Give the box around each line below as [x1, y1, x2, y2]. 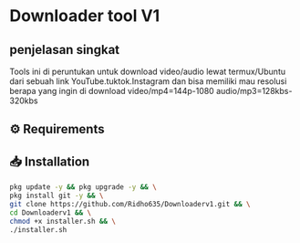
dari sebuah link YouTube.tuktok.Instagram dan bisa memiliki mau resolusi [9, 76, 287, 87]
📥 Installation [9, 153, 90, 169]
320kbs [9, 95, 38, 106]
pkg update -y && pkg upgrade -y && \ [9, 183, 157, 192]
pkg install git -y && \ [9, 191, 104, 201]
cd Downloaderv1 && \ [9, 207, 92, 217]
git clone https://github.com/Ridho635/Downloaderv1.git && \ [9, 199, 251, 208]
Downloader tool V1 [9, 5, 160, 26]
